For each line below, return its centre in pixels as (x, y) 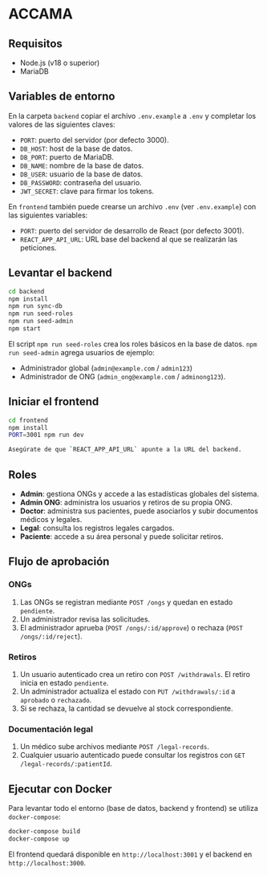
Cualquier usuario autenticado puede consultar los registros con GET (133, 755)
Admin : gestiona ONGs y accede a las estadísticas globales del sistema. (140, 494)
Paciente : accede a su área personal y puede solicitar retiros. (121, 537)
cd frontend (28, 420)
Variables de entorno (62, 97)
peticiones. (38, 247)
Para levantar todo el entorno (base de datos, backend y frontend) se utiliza (133, 808)
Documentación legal (51, 729)
